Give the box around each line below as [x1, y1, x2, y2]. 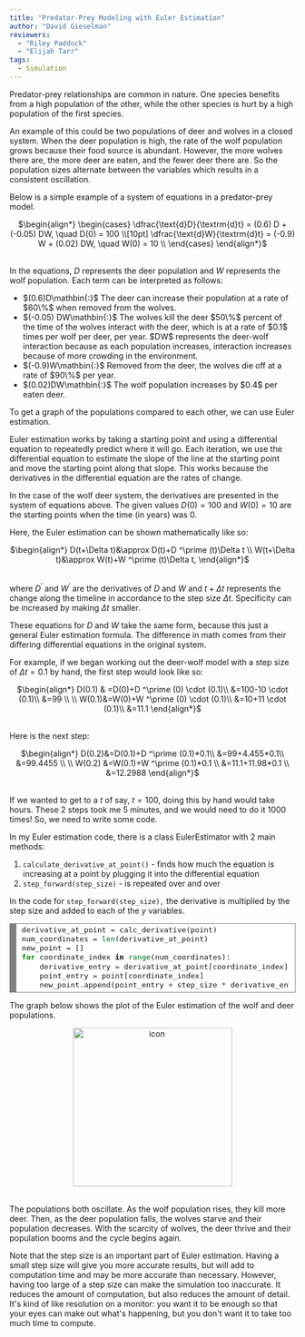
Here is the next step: [9, 730, 90, 741]
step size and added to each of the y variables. [9, 905, 185, 916]
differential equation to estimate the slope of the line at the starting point [9, 453, 280, 464]
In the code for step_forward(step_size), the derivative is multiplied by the [9, 895, 290, 906]
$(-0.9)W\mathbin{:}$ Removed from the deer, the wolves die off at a [22, 359, 282, 370]
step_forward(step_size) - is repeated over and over [22, 878, 221, 889]
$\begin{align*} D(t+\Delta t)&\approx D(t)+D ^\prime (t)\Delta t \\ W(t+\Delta [9, 544, 296, 555]
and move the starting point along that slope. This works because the [9, 462, 270, 473]
